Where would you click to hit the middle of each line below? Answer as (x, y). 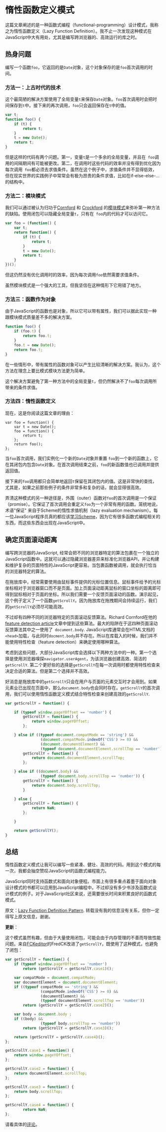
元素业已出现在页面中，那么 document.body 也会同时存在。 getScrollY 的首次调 (83, 688)
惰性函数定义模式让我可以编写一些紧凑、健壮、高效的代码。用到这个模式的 (81, 864)
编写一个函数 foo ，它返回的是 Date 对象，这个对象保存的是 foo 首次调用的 (77, 67)
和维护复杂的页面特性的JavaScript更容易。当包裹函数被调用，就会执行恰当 (81, 565)
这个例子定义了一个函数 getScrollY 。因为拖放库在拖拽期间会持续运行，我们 (81, 600)
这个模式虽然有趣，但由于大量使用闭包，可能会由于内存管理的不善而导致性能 (83, 938)
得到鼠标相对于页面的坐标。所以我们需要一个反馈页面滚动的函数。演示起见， (83, 594)
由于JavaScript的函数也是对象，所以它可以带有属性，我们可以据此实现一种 (81, 311)
